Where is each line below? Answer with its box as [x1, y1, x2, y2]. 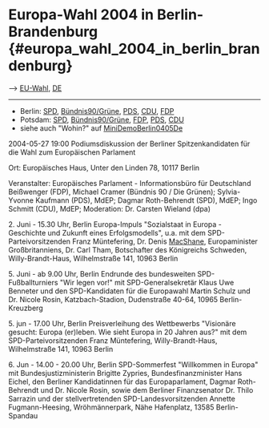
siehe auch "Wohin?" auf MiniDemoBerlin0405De [19, 123, 183, 133]
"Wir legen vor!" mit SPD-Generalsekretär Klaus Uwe [59, 277, 235, 287]
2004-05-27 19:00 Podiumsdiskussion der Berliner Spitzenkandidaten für [8, 139, 251, 148]
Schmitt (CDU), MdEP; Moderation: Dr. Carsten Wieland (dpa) [8, 204, 211, 213]
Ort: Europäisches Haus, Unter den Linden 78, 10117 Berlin [8, 163, 200, 172]
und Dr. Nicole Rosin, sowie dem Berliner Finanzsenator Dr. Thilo [40, 385, 254, 394]
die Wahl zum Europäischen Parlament [8, 147, 136, 157]
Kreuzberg [8, 303, 43, 313]
